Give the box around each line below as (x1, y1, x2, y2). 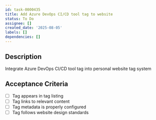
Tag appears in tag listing (12, 93, 64, 98)
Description (5, 52, 42, 61)
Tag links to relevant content (12, 98, 70, 104)
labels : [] (5, 30, 27, 35)
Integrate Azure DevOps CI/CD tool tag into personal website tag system (5, 66, 152, 72)
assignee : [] (5, 21, 32, 26)
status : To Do (5, 16, 34, 21)
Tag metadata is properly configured (12, 104, 87, 110)
